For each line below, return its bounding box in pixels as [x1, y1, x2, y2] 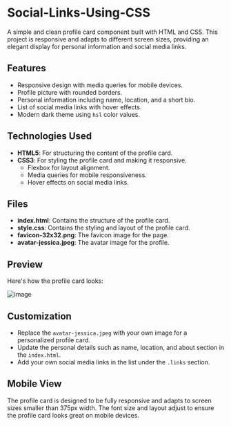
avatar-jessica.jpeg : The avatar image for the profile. [17, 239, 170, 247]
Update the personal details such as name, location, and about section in [17, 344, 225, 351]
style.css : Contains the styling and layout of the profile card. [17, 223, 190, 232]
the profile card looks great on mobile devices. [7, 411, 140, 419]
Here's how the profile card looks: [7, 277, 103, 285]
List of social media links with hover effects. [17, 102, 142, 111]
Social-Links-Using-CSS [7, 5, 150, 21]
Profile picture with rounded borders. [17, 88, 123, 96]
